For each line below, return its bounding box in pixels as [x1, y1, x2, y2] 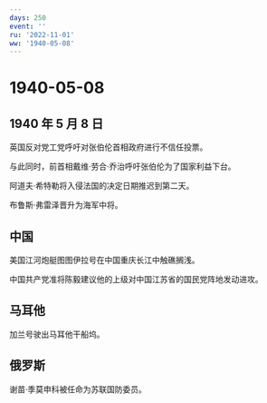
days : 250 [9, 13, 47, 23]
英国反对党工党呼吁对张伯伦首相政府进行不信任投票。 [9, 142, 208, 152]
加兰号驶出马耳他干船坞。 [9, 329, 105, 339]
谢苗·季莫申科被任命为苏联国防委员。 [9, 383, 148, 395]
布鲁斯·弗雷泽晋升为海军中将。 [9, 200, 124, 211]
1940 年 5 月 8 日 [9, 115, 104, 132]
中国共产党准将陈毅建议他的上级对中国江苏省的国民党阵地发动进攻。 [9, 274, 263, 285]
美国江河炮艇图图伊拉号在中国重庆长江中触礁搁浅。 [9, 255, 200, 266]
